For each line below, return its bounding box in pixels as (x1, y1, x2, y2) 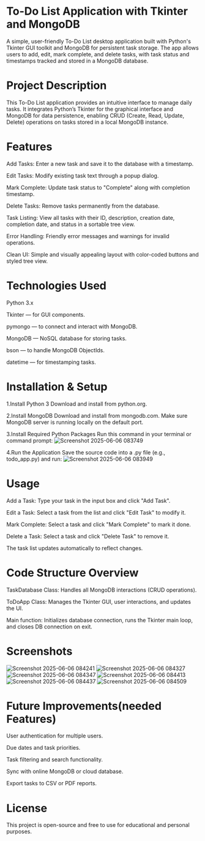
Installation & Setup (6, 380, 108, 393)
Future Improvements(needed (6, 699, 162, 713)
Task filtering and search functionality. (6, 756, 103, 763)
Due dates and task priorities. (6, 744, 81, 752)
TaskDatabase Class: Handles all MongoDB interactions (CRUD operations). (6, 586, 197, 594)
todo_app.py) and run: (6, 455, 62, 462)
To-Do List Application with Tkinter (6, 4, 188, 18)
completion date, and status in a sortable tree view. (6, 221, 135, 228)
